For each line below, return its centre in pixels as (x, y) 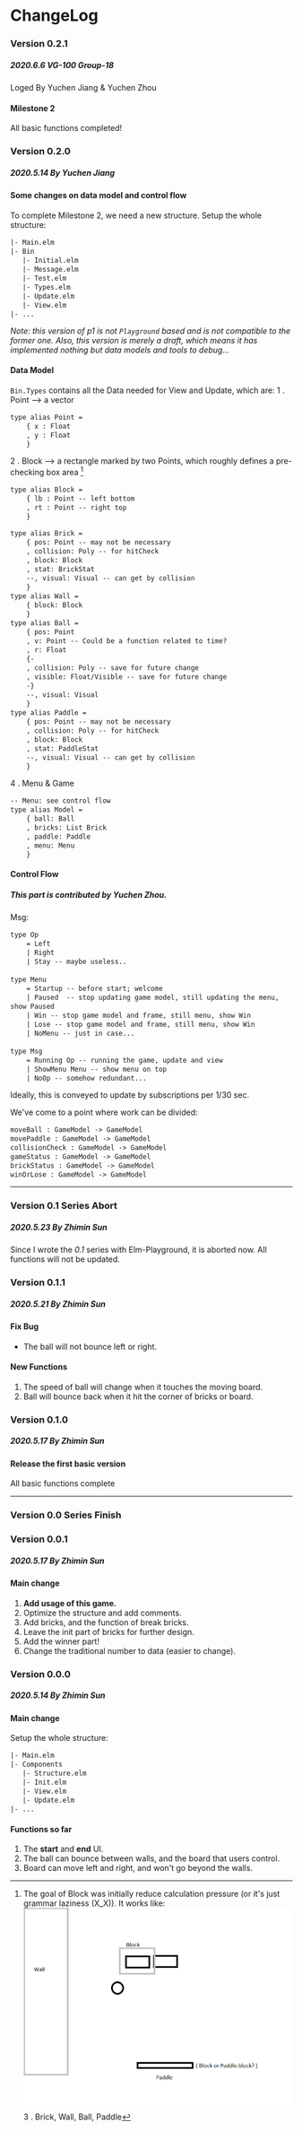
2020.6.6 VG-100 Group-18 (62, 65)
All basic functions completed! (66, 128)
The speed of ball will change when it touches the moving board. (143, 1387)
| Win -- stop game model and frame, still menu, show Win (139, 1016)
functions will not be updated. (65, 1259)
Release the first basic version (68, 1464)
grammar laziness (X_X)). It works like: (94, 1903)
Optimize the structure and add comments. (102, 1613)
